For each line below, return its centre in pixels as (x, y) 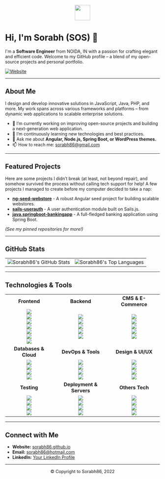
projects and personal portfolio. (52, 62)
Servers (81, 391)
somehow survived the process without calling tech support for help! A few (81, 184)
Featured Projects (33, 167)
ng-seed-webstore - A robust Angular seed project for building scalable (85, 198)
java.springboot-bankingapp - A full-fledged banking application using (85, 214)
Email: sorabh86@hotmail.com (43, 452)
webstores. (24, 204)
